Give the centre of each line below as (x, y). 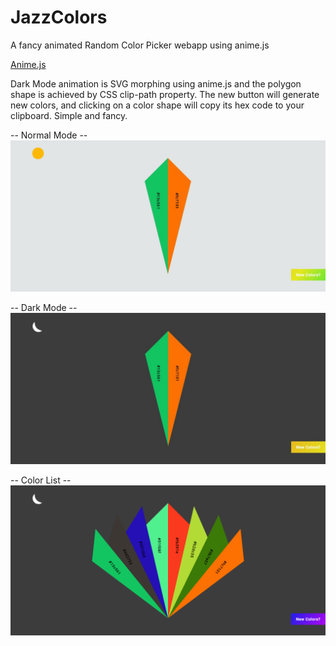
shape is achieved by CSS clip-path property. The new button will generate (165, 94)
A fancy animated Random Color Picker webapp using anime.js (140, 45)
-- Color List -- (41, 480)
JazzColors (59, 17)
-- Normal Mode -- (49, 135)
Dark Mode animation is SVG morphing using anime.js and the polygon (156, 83)
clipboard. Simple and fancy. (69, 115)
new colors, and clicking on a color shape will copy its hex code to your (157, 105)
